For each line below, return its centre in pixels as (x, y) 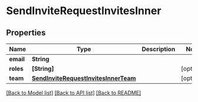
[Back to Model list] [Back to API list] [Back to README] (74, 93)
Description (159, 49)
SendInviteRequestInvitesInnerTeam (84, 78)
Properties (26, 33)
